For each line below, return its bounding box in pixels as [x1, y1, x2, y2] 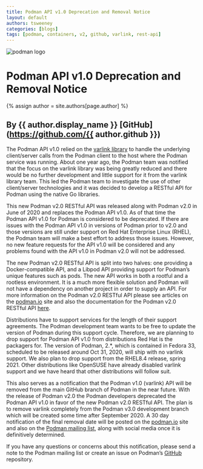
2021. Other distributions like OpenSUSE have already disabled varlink [6, 361, 182, 368]
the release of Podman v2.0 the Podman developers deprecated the [6, 392, 176, 399]
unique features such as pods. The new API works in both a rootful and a [6, 272, 188, 279]
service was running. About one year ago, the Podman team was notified [6, 158, 188, 166]
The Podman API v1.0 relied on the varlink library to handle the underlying [6, 145, 190, 152]
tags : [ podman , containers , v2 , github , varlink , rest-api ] [6, 32, 162, 38]
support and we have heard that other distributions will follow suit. [6, 368, 171, 375]
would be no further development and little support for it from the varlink [6, 171, 188, 178]
